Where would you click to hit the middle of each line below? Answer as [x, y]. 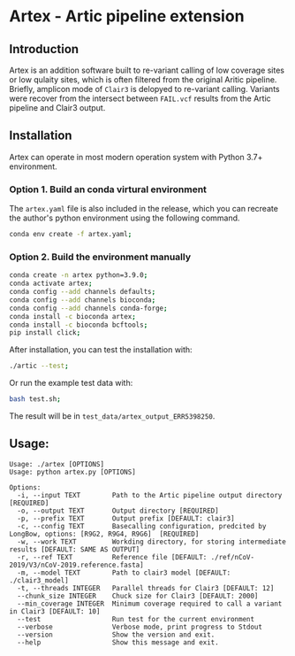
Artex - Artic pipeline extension [127, 16]
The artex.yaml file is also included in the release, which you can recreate [144, 209]
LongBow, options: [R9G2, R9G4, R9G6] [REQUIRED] [104, 534]
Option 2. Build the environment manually [100, 257]
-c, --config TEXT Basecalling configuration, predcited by [142, 526]
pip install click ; [45, 333]
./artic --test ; [39, 366]
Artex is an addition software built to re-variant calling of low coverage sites [147, 70]
